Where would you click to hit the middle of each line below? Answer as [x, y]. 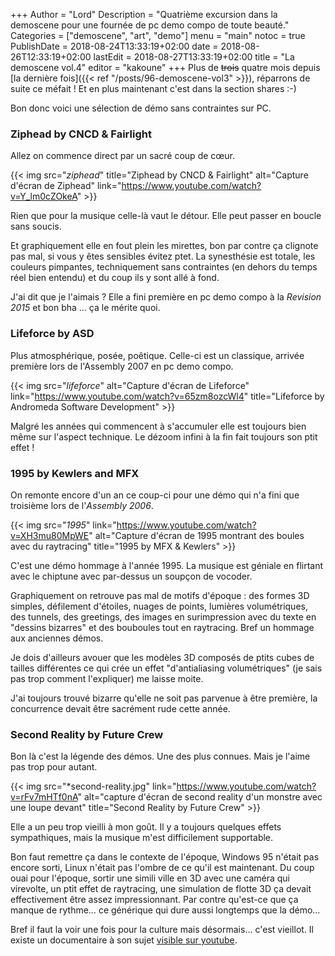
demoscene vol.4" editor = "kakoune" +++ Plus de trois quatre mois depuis [165, 67]
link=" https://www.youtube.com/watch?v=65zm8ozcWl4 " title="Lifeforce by [167, 396]
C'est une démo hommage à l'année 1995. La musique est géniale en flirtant [167, 565]
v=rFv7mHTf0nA [44, 797]
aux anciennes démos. [57, 638]
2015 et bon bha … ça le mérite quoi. [85, 308]
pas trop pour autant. [54, 767]
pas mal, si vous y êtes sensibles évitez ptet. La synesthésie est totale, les [163, 256]
